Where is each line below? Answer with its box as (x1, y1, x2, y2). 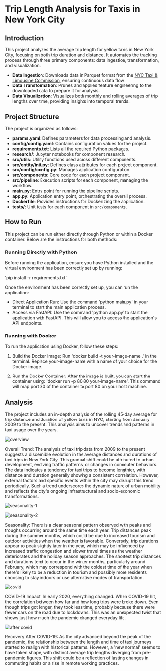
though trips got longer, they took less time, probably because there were (5, 604, 155, 610)
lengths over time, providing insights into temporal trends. (12, 98, 130, 104)
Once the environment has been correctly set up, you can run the (5, 284, 138, 290)
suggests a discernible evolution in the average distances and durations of (5, 451, 157, 458)
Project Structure (5, 113, 59, 121)
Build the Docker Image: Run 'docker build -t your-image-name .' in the (12, 353, 157, 359)
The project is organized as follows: (5, 126, 78, 131)
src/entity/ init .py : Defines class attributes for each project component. (12, 162, 158, 168)
